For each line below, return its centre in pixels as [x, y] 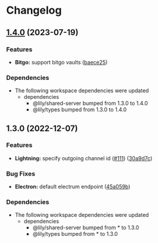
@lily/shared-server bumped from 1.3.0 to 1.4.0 [90, 103]
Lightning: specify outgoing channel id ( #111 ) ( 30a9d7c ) [83, 158]
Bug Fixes [21, 173]
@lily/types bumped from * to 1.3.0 [75, 234]
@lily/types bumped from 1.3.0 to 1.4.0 [80, 110]
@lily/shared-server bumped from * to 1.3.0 [86, 228]
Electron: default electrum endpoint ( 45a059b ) [72, 187]
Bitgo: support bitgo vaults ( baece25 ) [61, 62]
